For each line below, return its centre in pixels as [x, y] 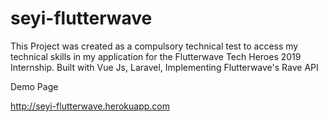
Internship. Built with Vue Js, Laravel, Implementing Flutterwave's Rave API [164, 67]
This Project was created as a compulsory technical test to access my [154, 46]
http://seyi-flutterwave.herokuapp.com [90, 106]
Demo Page [34, 86]
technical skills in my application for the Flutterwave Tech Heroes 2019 [156, 56]
